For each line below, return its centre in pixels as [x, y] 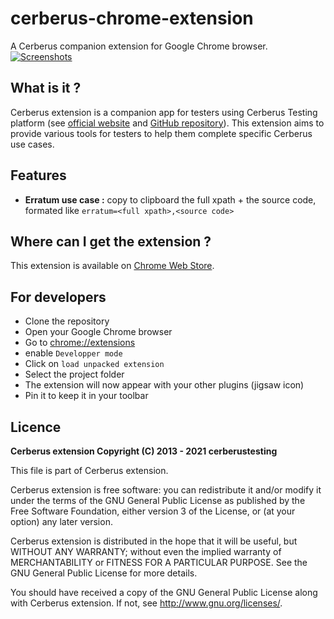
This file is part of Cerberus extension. [89, 470]
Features [38, 175]
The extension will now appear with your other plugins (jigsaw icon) [164, 385]
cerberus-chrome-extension [132, 18]
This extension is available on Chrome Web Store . [112, 266]
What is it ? [46, 88]
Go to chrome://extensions [80, 343]
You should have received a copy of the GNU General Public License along [164, 592]
